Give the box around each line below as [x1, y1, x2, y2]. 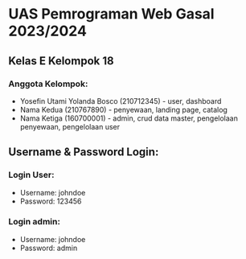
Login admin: [8, 216, 60, 228]
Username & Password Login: [8, 146, 159, 159]
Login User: [8, 170, 55, 181]
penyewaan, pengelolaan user [19, 121, 121, 131]
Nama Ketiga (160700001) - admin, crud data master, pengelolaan [19, 113, 239, 123]
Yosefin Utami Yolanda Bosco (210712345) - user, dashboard [19, 96, 222, 105]
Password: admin [19, 243, 78, 253]
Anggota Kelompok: [8, 78, 88, 89]
